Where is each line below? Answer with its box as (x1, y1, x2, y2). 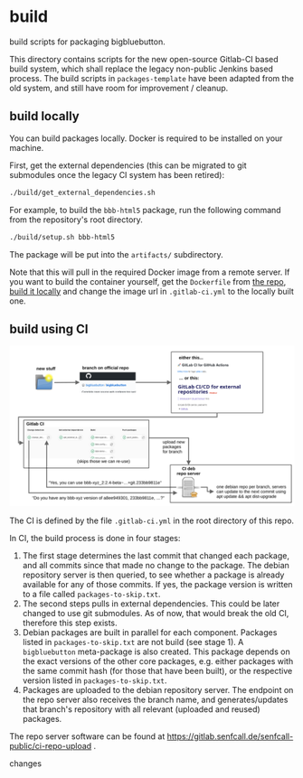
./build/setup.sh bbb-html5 (9, 232, 116, 241)
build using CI (9, 321, 89, 336)
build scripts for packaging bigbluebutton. (9, 36, 166, 47)
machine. (9, 142, 44, 153)
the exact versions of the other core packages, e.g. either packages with (22, 655, 294, 666)
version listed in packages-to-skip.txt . (22, 675, 167, 686)
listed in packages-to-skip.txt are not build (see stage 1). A (22, 636, 244, 647)
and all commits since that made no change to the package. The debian (22, 559, 289, 570)
